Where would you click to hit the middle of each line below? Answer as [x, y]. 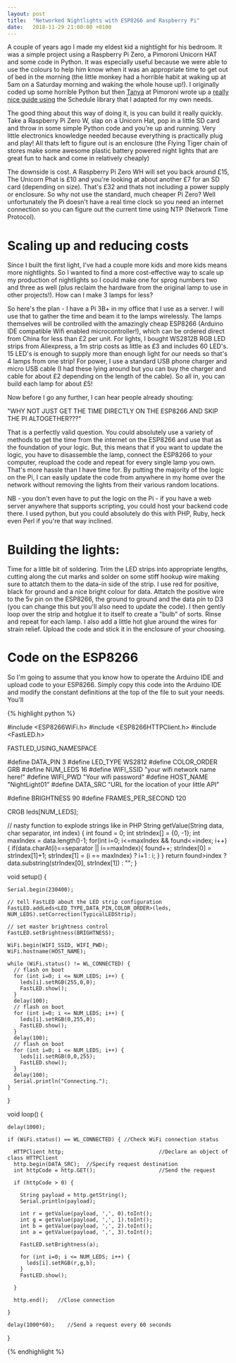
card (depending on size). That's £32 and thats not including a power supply [118, 187]
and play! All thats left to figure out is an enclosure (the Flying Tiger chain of [117, 143]
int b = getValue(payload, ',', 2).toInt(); [86, 1226]
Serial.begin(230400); [41, 890]
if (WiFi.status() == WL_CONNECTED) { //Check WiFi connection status [113, 1140]
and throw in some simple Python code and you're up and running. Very [112, 129]
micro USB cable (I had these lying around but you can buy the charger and [117, 369]
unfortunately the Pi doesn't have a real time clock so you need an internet [116, 202]
